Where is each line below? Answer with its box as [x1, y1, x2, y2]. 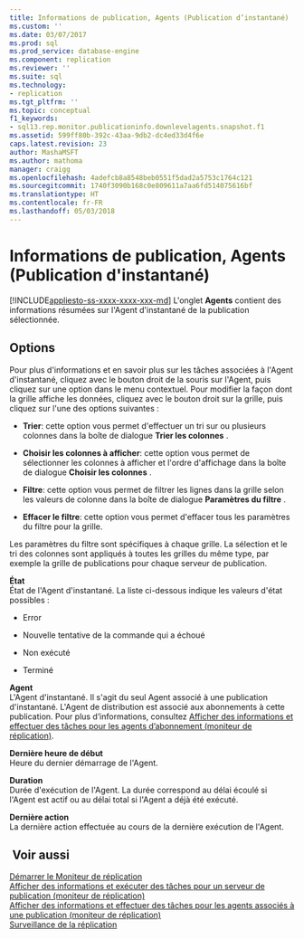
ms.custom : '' [9, 22, 63, 31]
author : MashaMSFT [9, 147, 79, 156]
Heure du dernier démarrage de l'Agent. [9, 757, 158, 768]
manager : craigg [9, 165, 71, 174]
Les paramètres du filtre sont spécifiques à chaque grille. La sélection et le [9, 538, 288, 549]
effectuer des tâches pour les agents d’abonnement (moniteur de [9, 720, 252, 731]
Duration [9, 774, 43, 785]
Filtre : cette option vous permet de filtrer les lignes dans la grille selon [22, 484, 285, 495]
